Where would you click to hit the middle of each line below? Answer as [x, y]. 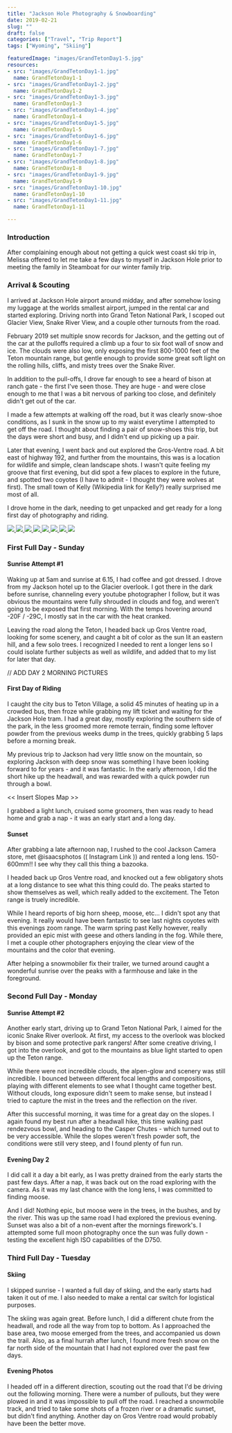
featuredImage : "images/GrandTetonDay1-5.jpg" [75, 59]
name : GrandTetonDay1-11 [49, 207]
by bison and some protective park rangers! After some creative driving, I [111, 1043]
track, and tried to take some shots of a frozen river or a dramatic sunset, [111, 1408]
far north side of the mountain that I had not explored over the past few [108, 1348]
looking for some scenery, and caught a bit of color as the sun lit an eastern [115, 637]
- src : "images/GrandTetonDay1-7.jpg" [63, 149]
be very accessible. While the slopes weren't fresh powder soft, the [104, 1137]
